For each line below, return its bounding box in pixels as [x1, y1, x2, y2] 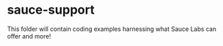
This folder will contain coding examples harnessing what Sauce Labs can [7, 25, 217, 33]
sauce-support [7, 2, 95, 18]
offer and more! [7, 32, 51, 40]
